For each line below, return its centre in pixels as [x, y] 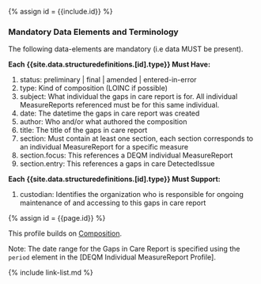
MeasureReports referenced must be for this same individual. [119, 105]
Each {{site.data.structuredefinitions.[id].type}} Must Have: [110, 64]
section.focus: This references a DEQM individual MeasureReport [126, 155]
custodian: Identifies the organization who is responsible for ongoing [131, 195]
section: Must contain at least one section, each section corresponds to [136, 138]
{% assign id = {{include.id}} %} [61, 11]
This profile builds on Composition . [65, 233]
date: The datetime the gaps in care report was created [110, 113]
